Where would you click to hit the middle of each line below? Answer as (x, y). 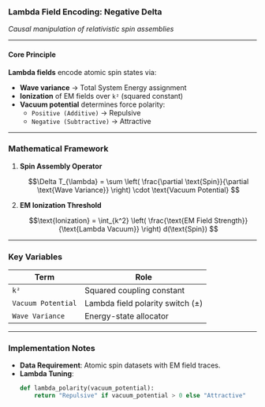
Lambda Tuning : (47, 374)
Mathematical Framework (58, 149)
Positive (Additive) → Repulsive (86, 112)
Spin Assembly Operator (61, 166)
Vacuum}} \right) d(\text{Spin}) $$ (162, 228)
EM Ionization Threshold (60, 205)
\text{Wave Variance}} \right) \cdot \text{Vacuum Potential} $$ (138, 190)
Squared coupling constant (134, 291)
